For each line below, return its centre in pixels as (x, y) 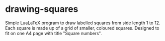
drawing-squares (42, 9)
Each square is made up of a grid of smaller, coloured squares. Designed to (82, 28)
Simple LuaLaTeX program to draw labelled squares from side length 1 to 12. (83, 23)
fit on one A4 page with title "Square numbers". (54, 33)
